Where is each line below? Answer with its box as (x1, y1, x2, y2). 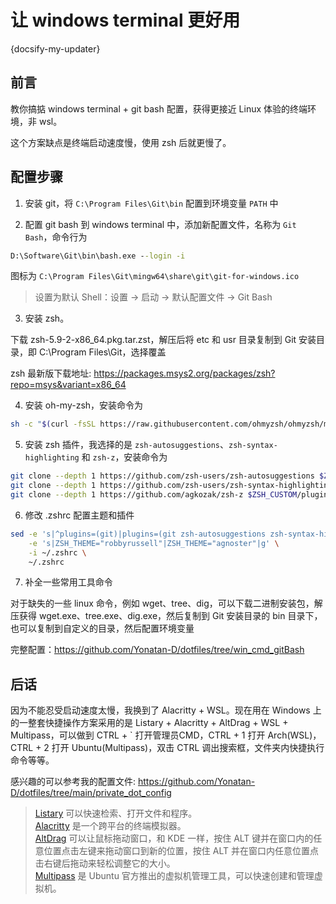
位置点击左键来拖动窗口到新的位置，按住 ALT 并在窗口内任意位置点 (43, 845, 319, 857)
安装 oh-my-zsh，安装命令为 (24, 399, 144, 411)
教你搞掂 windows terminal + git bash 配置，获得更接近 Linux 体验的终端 (10, 102, 308, 115)
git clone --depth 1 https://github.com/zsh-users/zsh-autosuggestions (10, 471, 315, 481)
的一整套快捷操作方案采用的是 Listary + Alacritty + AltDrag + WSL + (10, 717, 289, 729)
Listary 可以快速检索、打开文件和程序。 (34, 807, 198, 820)
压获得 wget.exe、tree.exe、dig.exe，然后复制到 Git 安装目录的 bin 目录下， (10, 610, 323, 622)
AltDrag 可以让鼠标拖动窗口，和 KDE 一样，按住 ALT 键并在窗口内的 (34, 832, 314, 845)
